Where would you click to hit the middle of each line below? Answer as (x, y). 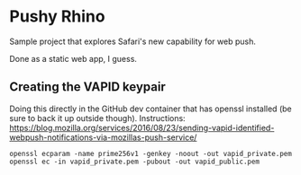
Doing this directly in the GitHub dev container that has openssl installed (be (150, 109)
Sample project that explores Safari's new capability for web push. (133, 41)
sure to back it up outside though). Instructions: (98, 118)
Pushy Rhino (57, 17)
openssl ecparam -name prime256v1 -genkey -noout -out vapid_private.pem (151, 153)
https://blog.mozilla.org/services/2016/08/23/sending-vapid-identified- (142, 127)
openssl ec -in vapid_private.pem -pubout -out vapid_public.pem (134, 162)
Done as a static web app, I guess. (73, 58)
